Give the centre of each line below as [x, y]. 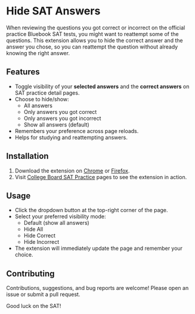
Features [23, 72]
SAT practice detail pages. [47, 93]
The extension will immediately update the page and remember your [99, 248]
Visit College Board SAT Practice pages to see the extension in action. [101, 177]
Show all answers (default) [56, 125]
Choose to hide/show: [42, 99]
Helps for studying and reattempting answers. [71, 137]
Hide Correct [39, 236]
